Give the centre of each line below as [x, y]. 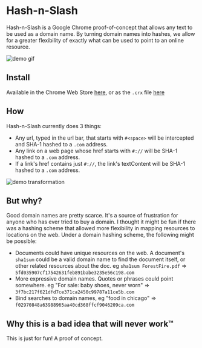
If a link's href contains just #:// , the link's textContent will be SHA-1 [100, 163]
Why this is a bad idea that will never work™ [90, 323]
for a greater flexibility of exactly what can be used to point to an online [95, 40]
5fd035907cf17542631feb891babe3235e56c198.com [75, 273]
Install [18, 77]
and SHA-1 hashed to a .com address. [61, 144]
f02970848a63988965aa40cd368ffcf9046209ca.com [75, 305]
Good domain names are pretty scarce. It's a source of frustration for [92, 216]
